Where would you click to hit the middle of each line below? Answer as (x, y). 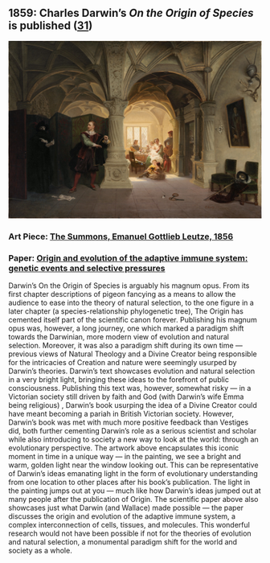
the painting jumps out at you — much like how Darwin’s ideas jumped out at (135, 491)
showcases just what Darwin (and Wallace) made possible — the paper (126, 508)
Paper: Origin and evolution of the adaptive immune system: (128, 258)
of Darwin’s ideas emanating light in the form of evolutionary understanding (133, 474)
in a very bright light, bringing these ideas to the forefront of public (119, 380)
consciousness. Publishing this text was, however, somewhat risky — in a (130, 388)
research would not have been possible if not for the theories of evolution (130, 533)
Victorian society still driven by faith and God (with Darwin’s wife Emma (126, 397)
